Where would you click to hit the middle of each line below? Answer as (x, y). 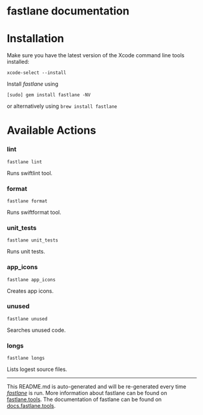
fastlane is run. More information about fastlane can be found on (87, 393)
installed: (18, 62)
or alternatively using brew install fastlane (62, 106)
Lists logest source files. (37, 369)
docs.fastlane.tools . (31, 406)
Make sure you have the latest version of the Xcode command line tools (96, 55)
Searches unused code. (36, 330)
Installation (36, 39)
